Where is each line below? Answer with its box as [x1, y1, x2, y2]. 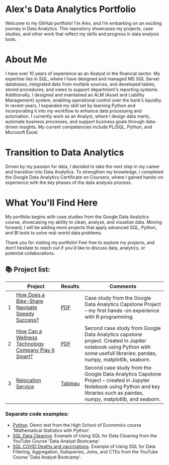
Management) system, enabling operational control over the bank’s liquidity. [5, 97, 162, 103]
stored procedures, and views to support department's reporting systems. [5, 86, 159, 92]
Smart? [16, 353, 33, 360]
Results [61, 283, 79, 290]
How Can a [16, 328, 42, 335]
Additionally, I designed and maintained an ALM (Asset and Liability [5, 91, 145, 98]
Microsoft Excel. [5, 129, 39, 135]
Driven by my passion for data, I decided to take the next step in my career [5, 163, 160, 169]
